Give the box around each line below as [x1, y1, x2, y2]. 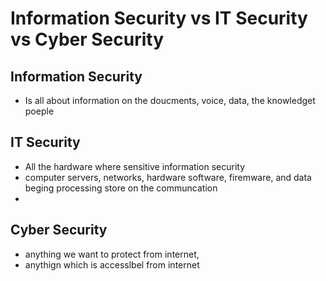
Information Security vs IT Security [10, 7, 308, 30]
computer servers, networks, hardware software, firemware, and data [24, 171, 312, 183]
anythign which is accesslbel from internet [24, 258, 200, 271]
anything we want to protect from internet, [24, 248, 200, 260]
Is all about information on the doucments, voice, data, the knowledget [24, 95, 316, 106]
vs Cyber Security [10, 28, 165, 51]
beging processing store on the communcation [24, 182, 218, 194]
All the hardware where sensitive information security [24, 160, 246, 172]
